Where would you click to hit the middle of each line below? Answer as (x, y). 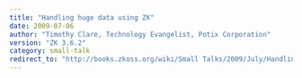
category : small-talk (50, 51)
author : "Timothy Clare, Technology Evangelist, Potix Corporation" (140, 34)
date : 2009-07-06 (42, 26)
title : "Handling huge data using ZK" (82, 17)
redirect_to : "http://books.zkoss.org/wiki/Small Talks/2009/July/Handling (154, 59)
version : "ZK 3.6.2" (48, 43)
